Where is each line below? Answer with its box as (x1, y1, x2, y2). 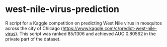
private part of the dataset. (5, 36, 61, 42)
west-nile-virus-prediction (5, 3, 120, 15)
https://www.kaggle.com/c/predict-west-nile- (62, 25, 157, 31)
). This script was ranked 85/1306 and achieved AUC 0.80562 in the (15, 30, 156, 36)
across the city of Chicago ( (5, 25, 63, 31)
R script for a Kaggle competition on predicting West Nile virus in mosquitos (5, 20, 162, 26)
